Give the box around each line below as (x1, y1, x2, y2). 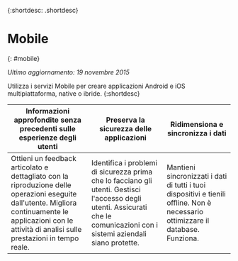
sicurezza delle (98, 123, 152, 133)
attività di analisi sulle (11, 224, 82, 234)
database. (166, 224, 200, 234)
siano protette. (91, 238, 140, 248)
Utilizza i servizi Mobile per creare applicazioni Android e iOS (7, 82, 186, 90)
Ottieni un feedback (11, 153, 76, 163)
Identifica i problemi (91, 157, 158, 167)
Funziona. (166, 233, 200, 243)
